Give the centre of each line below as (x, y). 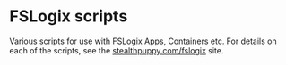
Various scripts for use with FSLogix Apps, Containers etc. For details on (143, 41)
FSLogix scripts (69, 16)
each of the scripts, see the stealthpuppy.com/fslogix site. (117, 50)
